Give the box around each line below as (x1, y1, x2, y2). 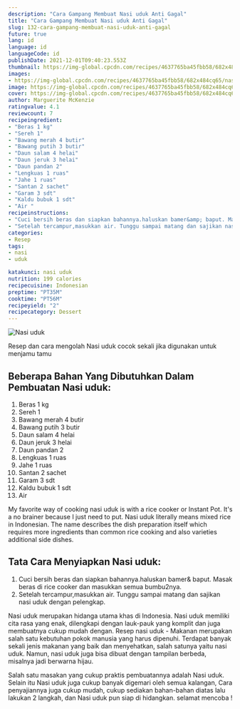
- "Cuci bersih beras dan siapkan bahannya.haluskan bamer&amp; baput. (8, 216, 225, 223)
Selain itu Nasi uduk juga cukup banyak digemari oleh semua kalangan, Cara (8, 678, 233, 687)
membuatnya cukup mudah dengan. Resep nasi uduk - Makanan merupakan (8, 626, 233, 635)
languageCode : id (8, 51, 60, 58)
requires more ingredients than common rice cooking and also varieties (8, 527, 218, 536)
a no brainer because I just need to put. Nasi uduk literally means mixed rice (8, 512, 231, 521)
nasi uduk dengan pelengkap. (18, 597, 106, 606)
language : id (8, 44, 47, 51)
